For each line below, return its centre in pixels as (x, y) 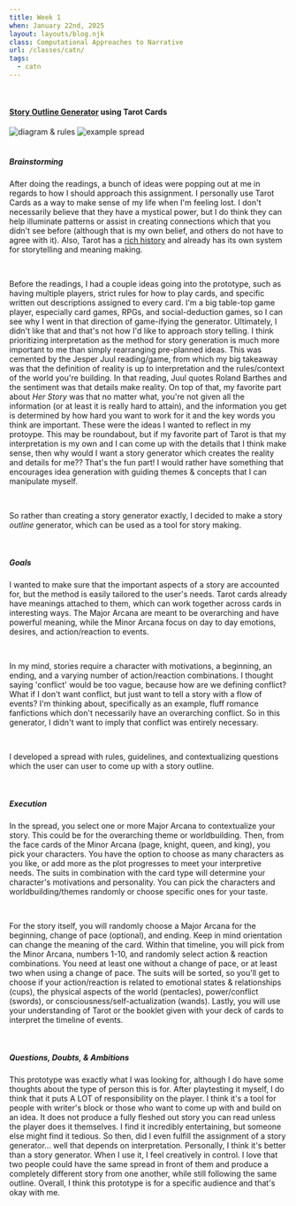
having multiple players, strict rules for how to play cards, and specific (137, 294)
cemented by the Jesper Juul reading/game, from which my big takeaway (144, 359)
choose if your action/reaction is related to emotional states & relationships (145, 982)
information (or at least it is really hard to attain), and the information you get (148, 406)
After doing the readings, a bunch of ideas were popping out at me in (135, 184)
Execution (28, 803)
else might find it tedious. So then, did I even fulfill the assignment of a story (148, 1136)
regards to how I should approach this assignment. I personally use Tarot (142, 193)
